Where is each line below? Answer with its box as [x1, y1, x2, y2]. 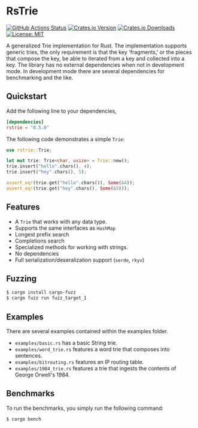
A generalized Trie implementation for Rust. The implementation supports [6, 42, 187, 49]
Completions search [14, 237, 65, 244]
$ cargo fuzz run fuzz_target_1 [6, 295, 87, 301]
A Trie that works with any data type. [14, 218, 108, 225]
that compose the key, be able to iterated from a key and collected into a [6, 55, 185, 62]
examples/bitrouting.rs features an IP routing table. [14, 358, 144, 366]
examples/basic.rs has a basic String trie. [14, 339, 118, 346]
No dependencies [14, 250, 59, 257]
